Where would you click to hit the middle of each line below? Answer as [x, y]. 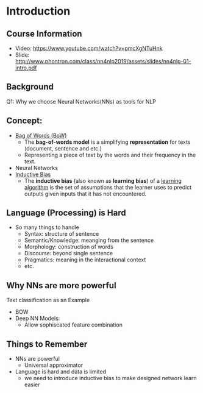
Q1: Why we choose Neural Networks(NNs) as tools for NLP [81, 101]
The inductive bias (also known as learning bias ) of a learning [103, 180]
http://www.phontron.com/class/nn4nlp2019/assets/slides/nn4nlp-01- [103, 61]
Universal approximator [54, 365]
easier [32, 384]
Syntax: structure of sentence [62, 234]
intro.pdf [26, 68]
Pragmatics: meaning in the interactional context [85, 260]
